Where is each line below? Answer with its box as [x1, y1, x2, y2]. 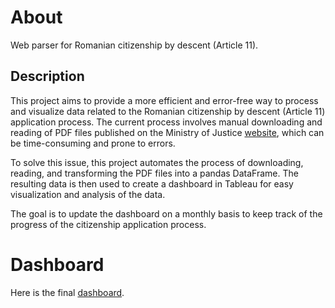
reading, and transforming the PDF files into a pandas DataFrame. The [10, 167, 299, 179]
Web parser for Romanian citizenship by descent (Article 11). [10, 39, 259, 51]
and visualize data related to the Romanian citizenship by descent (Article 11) [10, 105, 326, 117]
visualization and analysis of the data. [10, 188, 166, 200]
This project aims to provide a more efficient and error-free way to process [10, 94, 319, 106]
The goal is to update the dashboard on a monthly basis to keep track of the [10, 207, 323, 220]
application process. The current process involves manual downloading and [10, 116, 323, 128]
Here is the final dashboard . [10, 286, 125, 298]
